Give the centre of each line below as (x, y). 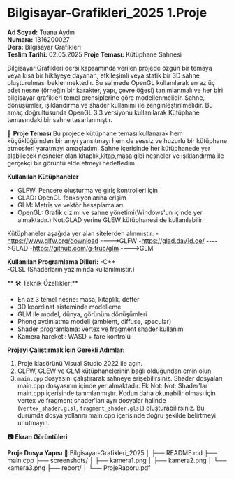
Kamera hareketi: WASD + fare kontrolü (74, 336)
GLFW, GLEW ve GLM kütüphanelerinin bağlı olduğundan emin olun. (115, 371)
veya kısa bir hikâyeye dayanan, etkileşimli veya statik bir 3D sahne (104, 75)
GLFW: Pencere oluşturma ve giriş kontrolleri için (88, 190)
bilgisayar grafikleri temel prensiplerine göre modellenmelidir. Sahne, (106, 97)
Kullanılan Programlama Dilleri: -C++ (62, 261)
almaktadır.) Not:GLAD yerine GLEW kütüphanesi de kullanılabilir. (110, 220)
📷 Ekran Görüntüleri (37, 436)
